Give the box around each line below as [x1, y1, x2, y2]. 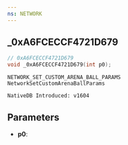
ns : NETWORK [7, 10, 42, 18]
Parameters [7, 111, 60, 123]
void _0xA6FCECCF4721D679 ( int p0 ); [7, 61, 112, 69]
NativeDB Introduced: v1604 [7, 92, 90, 99]
